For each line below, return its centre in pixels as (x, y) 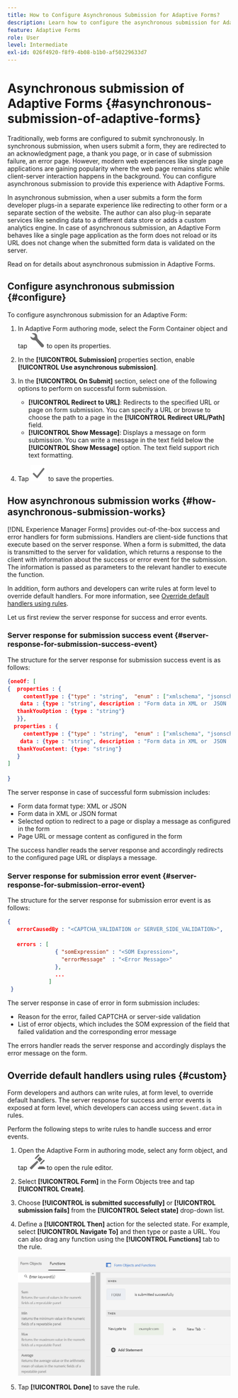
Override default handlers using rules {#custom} (117, 1076)
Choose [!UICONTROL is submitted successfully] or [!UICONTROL (117, 1203)
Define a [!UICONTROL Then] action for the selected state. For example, (124, 1224)
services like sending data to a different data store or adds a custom (107, 220)
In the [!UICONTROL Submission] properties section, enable (106, 360)
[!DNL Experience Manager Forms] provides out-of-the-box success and (114, 529)
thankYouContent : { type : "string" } (69, 749)
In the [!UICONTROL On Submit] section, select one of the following (117, 381)
